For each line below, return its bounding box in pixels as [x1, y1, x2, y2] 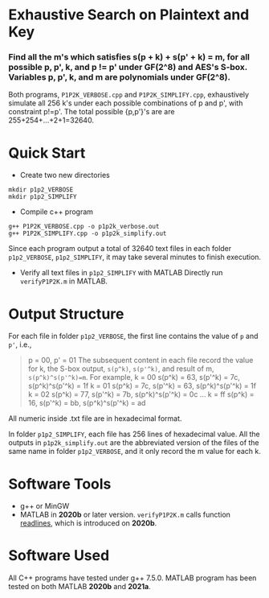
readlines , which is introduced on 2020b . [19, 518, 157, 528]
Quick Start [8, 143, 86, 162]
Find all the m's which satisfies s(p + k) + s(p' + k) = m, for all [8, 52, 251, 63]
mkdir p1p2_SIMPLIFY [8, 193, 78, 201]
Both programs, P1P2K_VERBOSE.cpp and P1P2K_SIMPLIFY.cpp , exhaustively [8, 90, 250, 100]
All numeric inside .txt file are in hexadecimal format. [8, 414, 182, 423]
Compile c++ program [19, 207, 94, 217]
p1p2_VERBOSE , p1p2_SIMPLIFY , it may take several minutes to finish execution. [8, 252, 262, 262]
